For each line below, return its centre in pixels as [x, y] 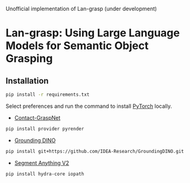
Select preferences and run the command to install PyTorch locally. [89, 106]
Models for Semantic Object [77, 46]
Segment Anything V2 [42, 163]
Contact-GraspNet [37, 117]
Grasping [29, 59]
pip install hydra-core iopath [45, 174]
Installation [27, 81]
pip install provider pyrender [45, 129]
